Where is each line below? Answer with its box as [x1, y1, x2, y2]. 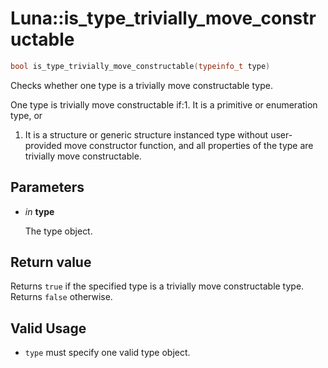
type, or [10, 109, 43, 121]
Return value [10, 254, 92, 271]
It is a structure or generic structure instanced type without [24, 128, 269, 141]
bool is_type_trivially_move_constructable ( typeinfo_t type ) [10, 61, 271, 71]
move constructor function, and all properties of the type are [64, 139, 314, 151]
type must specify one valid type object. [24, 347, 191, 359]
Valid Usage [10, 320, 87, 337]
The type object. [24, 225, 93, 237]
